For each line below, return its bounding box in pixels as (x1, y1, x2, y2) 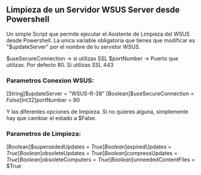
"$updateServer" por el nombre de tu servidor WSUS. (6, 43, 140, 50)
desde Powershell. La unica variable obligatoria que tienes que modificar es (6, 36, 196, 44)
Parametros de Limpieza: (6, 130, 81, 138)
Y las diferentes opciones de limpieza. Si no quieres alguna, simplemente (6, 108, 189, 115)
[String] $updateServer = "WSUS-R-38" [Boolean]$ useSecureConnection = (6, 90, 194, 97)
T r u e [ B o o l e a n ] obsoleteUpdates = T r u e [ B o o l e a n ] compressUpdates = (6, 150, 178, 157)
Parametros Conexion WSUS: (6, 76, 94, 84)
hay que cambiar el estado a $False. (6, 115, 97, 122)
